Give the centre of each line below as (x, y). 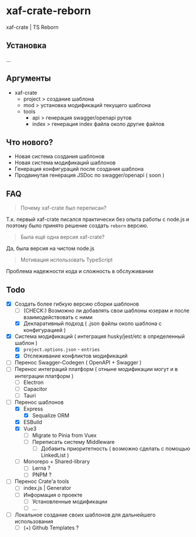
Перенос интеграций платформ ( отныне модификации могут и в (96, 369)
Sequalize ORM (50, 415)
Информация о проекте (53, 495)
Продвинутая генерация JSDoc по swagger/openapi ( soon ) (89, 175)
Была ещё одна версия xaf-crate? (62, 237)
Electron (33, 382)
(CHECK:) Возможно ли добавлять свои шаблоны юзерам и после (106, 311)
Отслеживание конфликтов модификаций (75, 356)
